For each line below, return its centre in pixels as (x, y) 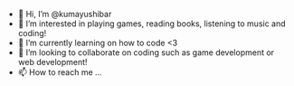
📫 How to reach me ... (60, 72)
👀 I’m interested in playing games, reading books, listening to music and (152, 24)
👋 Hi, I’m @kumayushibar (65, 14)
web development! (52, 62)
